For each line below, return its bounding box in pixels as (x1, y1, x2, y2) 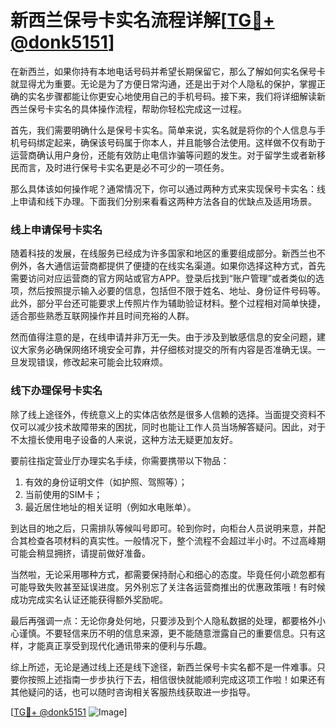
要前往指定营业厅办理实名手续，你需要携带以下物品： (10, 454, 230, 466)
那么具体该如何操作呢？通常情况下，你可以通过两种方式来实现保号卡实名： (10, 182, 317, 195)
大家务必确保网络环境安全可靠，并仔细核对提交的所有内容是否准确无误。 (18, 344, 317, 356)
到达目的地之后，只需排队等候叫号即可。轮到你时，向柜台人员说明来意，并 (10, 522, 317, 534)
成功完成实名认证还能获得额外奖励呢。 (10, 593, 168, 605)
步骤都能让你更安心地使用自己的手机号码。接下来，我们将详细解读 (44, 90, 317, 102)
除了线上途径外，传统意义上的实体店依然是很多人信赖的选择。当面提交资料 (10, 408, 317, 420)
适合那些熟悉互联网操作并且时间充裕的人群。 (10, 310, 195, 322)
